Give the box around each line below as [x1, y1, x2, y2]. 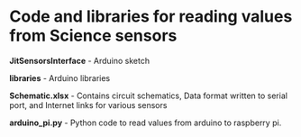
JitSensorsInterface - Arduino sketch [9, 55, 150, 66]
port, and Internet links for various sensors [9, 99, 168, 110]
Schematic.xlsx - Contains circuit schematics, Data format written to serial [9, 90, 288, 101]
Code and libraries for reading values [9, 6, 293, 27]
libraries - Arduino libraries [9, 72, 111, 83]
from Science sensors [9, 25, 178, 46]
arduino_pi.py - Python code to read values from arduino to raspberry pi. [9, 117, 282, 128]
